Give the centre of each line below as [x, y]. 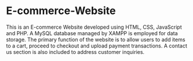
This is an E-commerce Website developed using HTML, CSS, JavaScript [94, 27]
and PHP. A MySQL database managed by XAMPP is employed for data [92, 33]
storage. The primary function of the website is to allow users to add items [96, 39]
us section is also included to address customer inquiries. [75, 52]
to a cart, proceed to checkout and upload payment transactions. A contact [97, 46]
